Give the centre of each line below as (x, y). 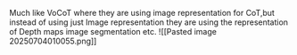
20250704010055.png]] (53, 41)
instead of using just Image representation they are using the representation (148, 22)
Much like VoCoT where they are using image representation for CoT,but (142, 13)
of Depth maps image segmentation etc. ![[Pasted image (113, 31)
